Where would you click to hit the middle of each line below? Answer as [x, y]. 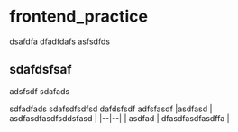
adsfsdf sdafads [40, 91]
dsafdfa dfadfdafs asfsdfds [60, 41]
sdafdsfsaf [41, 70]
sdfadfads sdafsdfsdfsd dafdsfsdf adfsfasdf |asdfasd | [111, 109]
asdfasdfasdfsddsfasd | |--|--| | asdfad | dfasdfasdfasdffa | [119, 118]
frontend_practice [79, 17]
